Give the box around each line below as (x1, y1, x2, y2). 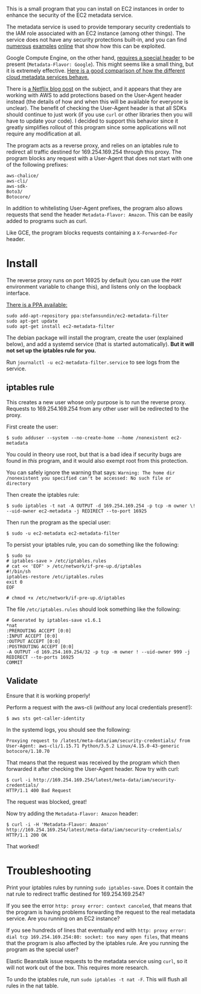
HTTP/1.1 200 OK (6, 832, 47, 838)
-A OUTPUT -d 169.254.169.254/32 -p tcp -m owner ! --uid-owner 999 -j (6, 649, 190, 655)
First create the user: (6, 423, 59, 430)
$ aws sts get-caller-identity (6, 715, 85, 721)
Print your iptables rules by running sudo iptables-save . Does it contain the (6, 883, 194, 891)
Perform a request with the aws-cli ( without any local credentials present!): (6, 703, 193, 711)
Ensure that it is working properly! (6, 692, 91, 699)
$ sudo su (6, 552, 31, 558)
